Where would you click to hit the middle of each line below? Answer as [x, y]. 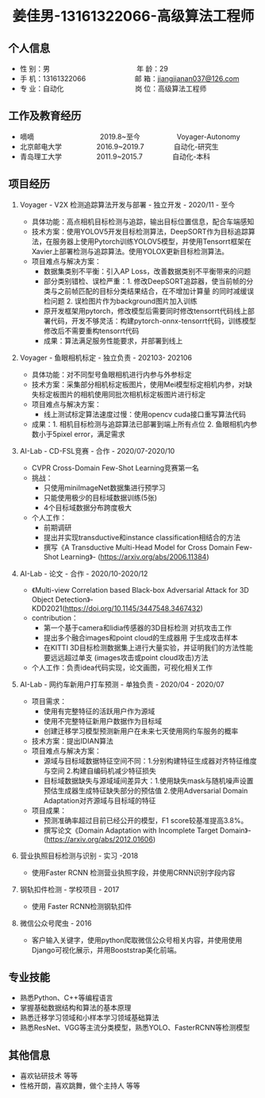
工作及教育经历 [45, 116]
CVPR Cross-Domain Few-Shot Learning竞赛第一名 [115, 468]
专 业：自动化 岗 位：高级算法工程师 [113, 89]
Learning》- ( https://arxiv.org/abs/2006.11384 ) [135, 556]
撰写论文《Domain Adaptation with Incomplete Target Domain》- [147, 830]
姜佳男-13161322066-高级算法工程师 [133, 16]
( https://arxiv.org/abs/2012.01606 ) [100, 839]
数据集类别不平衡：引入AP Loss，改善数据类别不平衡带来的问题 [147, 271]
